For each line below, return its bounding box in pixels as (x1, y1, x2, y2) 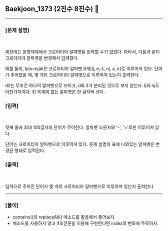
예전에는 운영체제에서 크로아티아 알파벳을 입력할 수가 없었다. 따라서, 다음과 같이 (5, 49, 160, 55)
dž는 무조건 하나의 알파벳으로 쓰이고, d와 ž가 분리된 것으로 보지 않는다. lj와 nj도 (5, 82, 159, 88)
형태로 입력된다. (14, 147, 45, 153)
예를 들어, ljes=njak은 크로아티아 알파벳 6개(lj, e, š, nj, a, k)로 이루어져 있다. (5, 65, 153, 71)
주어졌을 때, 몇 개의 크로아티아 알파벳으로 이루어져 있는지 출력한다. (10, 72, 140, 78)
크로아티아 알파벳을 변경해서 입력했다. (5, 55, 79, 61)
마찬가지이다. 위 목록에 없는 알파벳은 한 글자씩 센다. (5, 89, 105, 95)
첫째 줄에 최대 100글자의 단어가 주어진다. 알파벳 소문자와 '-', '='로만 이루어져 (5, 124, 154, 130)
